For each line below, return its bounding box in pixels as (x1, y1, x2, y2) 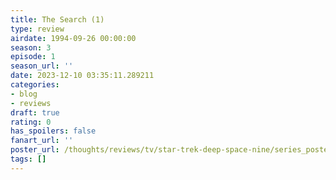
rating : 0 (10, 117, 52, 127)
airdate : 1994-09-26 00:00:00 (10, 33, 137, 43)
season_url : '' (10, 61, 74, 71)
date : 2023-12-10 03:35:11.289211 (10, 71, 155, 81)
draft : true (10, 107, 60, 118)
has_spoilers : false (10, 126, 97, 136)
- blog (10, 89, 38, 99)
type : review (10, 24, 65, 34)
